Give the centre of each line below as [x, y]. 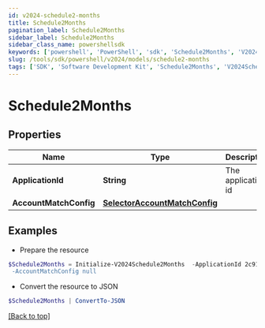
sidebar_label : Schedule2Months [61, 37]
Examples [33, 231]
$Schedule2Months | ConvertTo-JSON [67, 301]
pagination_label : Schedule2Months [67, 30]
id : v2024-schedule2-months [54, 15]
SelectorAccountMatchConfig [160, 203]
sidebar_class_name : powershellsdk [67, 45]
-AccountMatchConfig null [54, 272]
